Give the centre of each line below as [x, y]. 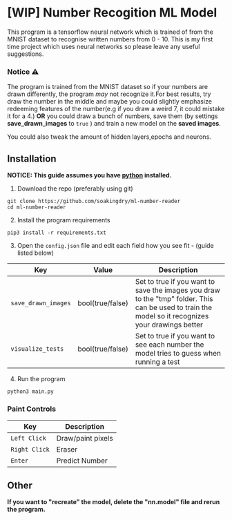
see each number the [170, 345]
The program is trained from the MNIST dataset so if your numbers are [108, 87]
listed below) [35, 253]
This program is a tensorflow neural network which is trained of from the [110, 32]
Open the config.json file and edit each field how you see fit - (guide [115, 246]
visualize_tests [37, 349]
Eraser [67, 450]
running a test [157, 362]
